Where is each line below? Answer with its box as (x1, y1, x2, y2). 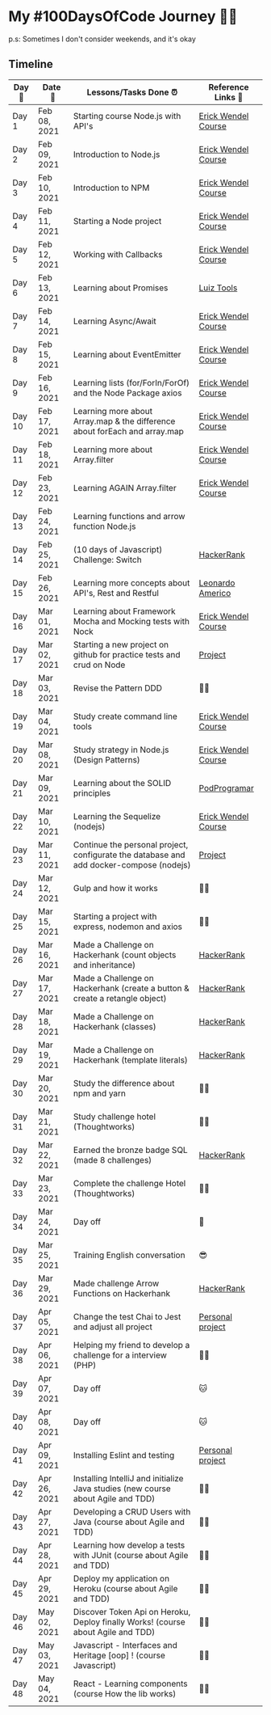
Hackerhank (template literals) (73, 1054, 188, 1066)
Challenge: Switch (73, 554, 143, 565)
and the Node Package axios (73, 387, 182, 399)
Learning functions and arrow (73, 510, 186, 522)
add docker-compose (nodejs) (73, 859, 191, 870)
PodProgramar (198, 782, 254, 793)
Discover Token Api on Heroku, (73, 1606, 191, 1617)
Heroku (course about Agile (73, 1582, 178, 1594)
